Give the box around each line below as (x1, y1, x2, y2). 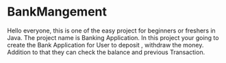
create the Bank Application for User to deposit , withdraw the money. (7, 41, 204, 49)
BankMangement (7, 4, 108, 20)
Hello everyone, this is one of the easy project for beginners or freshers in (7, 26, 216, 35)
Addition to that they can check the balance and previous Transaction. (7, 48, 205, 56)
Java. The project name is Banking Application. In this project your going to (7, 33, 219, 41)
